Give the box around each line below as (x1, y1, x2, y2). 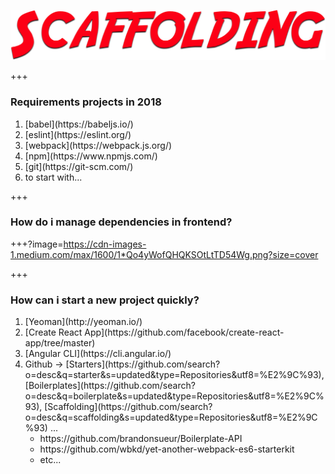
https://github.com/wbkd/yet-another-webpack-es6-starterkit (39, 443, 295, 455)
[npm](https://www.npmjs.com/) (24, 150, 158, 162)
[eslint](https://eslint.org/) (24, 128, 132, 140)
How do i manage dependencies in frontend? (10, 215, 233, 229)
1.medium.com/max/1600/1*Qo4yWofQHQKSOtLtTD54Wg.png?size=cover (10, 248, 319, 260)
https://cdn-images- (63, 238, 147, 250)
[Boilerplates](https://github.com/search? (24, 380, 196, 392)
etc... (39, 454, 62, 466)
